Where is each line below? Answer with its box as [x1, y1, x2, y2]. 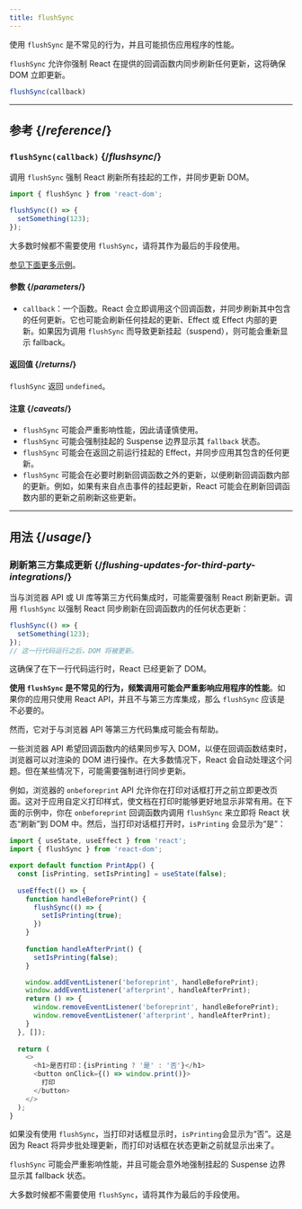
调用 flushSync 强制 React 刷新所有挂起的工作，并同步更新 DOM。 [9, 172, 254, 182]
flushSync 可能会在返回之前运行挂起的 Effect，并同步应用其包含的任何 [22, 447, 282, 458]
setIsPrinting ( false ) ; [32, 953, 119, 962]
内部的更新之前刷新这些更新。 [30, 492, 141, 503]
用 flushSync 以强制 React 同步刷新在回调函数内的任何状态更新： [9, 603, 249, 614]
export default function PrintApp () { [9, 861, 155, 870]
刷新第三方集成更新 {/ [9, 558, 103, 571]
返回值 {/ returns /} [9, 359, 77, 369]
